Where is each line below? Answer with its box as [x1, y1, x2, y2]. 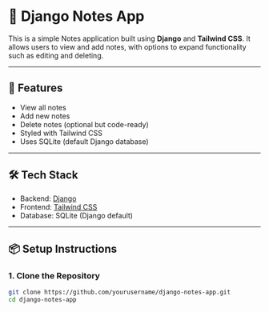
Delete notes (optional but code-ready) [19, 119, 150, 129]
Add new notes [19, 111, 70, 121]
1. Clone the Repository [8, 270, 100, 281]
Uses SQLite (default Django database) [19, 136, 150, 146]
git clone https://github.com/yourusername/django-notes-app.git [8, 288, 231, 297]
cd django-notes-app [8, 296, 78, 304]
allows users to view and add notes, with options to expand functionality [8, 42, 247, 51]
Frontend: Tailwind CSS [19, 202, 98, 211]
